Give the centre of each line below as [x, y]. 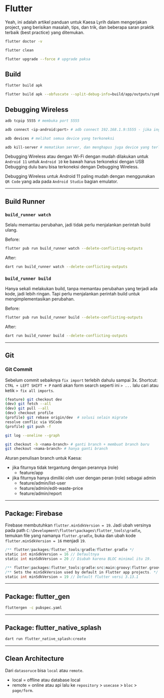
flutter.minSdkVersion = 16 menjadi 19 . [46, 541]
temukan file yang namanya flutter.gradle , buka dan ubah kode [71, 536]
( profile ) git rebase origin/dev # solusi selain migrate [66, 418]
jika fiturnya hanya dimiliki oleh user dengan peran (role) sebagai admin [84, 478]
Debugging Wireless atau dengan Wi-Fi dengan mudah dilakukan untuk [77, 156]
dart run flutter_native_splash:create [46, 639]
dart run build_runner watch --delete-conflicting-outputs [66, 267]
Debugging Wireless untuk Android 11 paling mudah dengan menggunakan [80, 176]
